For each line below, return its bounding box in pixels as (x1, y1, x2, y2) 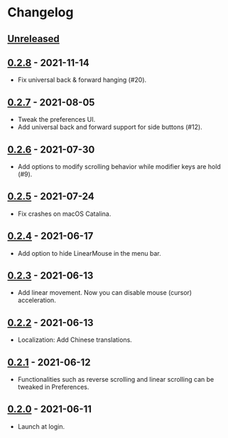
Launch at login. (17, 422, 65, 431)
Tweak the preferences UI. (17, 115, 96, 124)
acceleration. (17, 296, 57, 305)
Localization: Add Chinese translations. (17, 335, 133, 344)
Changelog (7, 4, 74, 21)
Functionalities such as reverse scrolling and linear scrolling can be (17, 375, 215, 384)
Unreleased (7, 33, 60, 45)
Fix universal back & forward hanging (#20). (17, 75, 147, 84)
